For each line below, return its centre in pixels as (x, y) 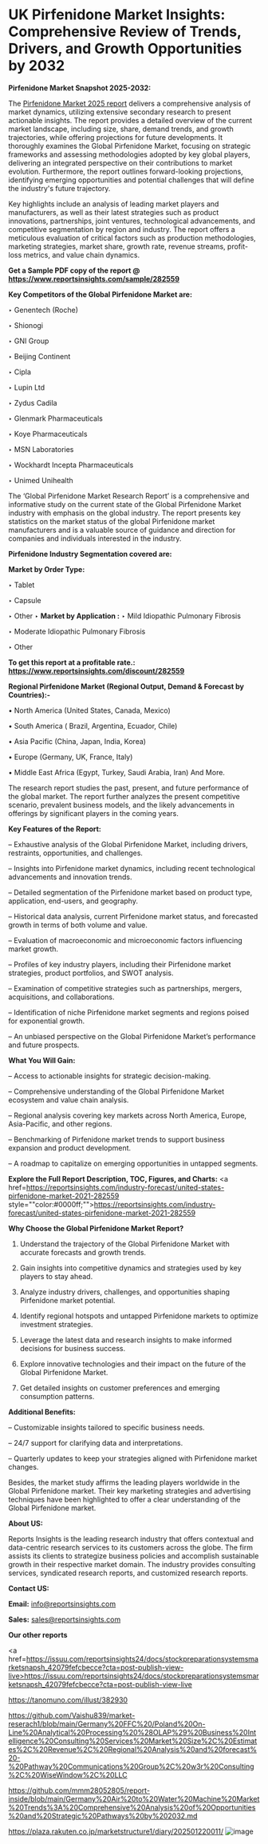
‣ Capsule (25, 600)
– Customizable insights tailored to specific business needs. (106, 1427)
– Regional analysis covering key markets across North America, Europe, (128, 1115)
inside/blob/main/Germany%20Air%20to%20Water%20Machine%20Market (134, 1798)
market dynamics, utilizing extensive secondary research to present (120, 112)
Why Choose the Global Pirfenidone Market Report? (96, 1228)
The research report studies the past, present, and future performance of (128, 788)
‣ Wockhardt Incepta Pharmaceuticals (71, 465)
